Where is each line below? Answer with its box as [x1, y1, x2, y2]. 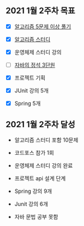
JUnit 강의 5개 [14, 87, 49, 95]
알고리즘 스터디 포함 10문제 [14, 136, 79, 143]
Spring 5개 [14, 100, 41, 107]
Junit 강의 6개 [14, 201, 48, 208]
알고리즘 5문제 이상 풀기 [14, 23, 71, 30]
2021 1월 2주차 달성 [5, 119, 76, 130]
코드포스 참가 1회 [14, 149, 54, 157]
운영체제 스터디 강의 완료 [14, 162, 73, 169]
